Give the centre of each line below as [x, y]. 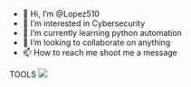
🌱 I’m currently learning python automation [102, 33]
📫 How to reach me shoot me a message [100, 52]
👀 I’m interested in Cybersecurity [84, 23]
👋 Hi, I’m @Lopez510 [61, 14]
